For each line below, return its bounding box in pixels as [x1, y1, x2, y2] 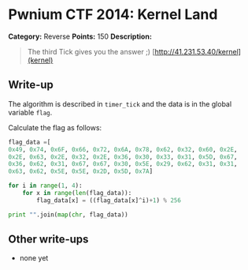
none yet [19, 253, 49, 263]
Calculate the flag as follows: [8, 122, 102, 132]
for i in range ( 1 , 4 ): [8, 182, 83, 190]
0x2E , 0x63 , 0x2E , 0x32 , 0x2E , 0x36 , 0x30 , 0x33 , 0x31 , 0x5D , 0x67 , [8, 152, 238, 161]
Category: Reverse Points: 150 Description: [8, 32, 152, 41]
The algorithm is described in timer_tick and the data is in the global [8, 99, 232, 108]
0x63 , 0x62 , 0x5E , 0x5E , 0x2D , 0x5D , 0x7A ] [8, 167, 154, 175]
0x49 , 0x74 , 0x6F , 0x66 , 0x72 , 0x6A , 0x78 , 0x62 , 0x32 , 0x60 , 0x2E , [8, 145, 238, 153]
